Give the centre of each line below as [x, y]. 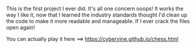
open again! [21, 27]
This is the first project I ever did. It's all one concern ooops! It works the [95, 9]
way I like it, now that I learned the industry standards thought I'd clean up [97, 15]
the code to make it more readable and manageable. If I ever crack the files [98, 21]
